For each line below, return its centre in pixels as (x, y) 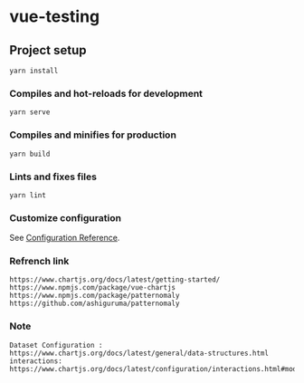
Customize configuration (66, 217)
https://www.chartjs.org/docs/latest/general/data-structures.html (139, 353)
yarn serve (30, 112)
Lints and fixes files (53, 177)
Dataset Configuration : (56, 345)
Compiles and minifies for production (93, 135)
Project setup (48, 50)
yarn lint (28, 195)
